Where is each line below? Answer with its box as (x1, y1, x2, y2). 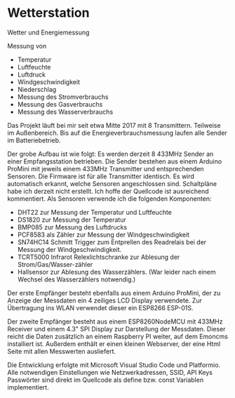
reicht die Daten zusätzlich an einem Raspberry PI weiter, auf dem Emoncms (7, 332, 228, 340)
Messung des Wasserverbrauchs (17, 107, 114, 116)
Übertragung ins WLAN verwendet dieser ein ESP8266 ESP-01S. (7, 303, 194, 312)
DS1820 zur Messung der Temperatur (17, 215, 126, 224)
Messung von (7, 41, 47, 50)
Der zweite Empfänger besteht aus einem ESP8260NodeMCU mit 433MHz (7, 317, 223, 326)
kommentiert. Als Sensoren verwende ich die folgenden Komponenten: (7, 194, 212, 203)
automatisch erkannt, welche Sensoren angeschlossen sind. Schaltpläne (7, 179, 217, 187)
